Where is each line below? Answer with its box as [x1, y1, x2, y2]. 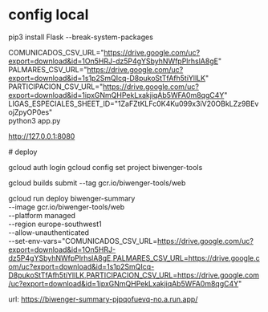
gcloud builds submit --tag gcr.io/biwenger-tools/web [8, 178, 186, 188]
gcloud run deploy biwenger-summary [8, 193, 136, 203]
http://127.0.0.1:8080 [8, 131, 75, 141]
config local [8, 6, 89, 24]
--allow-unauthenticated [8, 227, 90, 237]
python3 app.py [8, 115, 61, 125]
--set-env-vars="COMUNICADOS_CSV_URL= [8, 236, 158, 245]
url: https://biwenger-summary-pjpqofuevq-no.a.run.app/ [8, 294, 198, 304]
